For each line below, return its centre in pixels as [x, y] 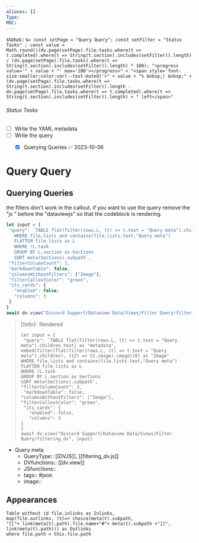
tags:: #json [38, 475]
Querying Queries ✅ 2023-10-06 [63, 147]
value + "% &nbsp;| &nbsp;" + [155, 76]
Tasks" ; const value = [36, 45]
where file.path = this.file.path [49, 534]
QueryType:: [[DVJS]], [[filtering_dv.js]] [71, 456]
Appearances [32, 500]
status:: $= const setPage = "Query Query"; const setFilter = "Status [94, 40]
